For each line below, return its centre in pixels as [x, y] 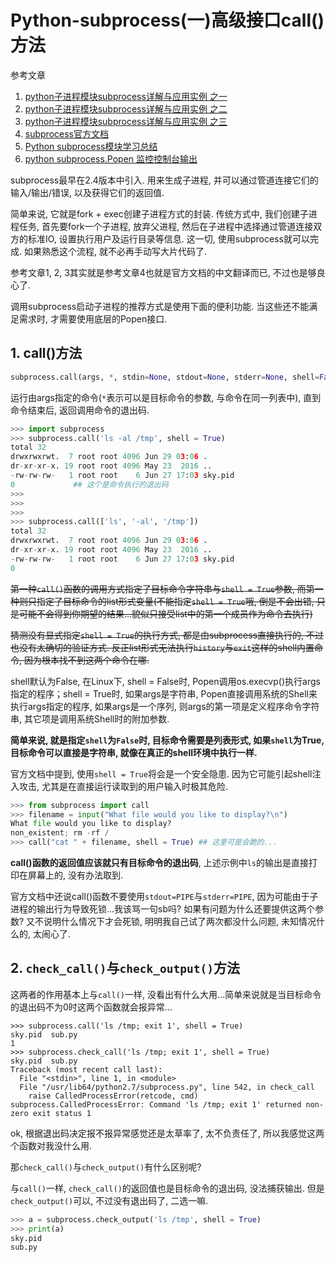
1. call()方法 [46, 353]
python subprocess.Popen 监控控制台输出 [111, 158]
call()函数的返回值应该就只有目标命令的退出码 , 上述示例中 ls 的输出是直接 [159, 862]
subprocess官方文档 [66, 133]
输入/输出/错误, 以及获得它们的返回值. [87, 192]
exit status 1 [62, 1113]
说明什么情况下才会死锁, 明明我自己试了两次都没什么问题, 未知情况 [180, 921]
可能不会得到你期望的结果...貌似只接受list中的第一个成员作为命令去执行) [165, 613]
